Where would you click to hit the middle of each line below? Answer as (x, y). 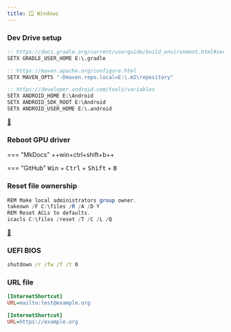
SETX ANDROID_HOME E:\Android (51, 96)
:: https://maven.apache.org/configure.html (72, 71)
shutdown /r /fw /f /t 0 (43, 265)
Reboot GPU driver (39, 140)
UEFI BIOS (24, 250)
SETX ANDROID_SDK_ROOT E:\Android (57, 103)
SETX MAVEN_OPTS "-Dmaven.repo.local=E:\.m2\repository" (90, 77)
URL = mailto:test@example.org (49, 303)
